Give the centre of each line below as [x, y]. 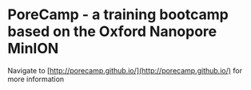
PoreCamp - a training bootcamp [118, 15]
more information [36, 79]
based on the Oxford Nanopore [112, 31]
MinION [33, 49]
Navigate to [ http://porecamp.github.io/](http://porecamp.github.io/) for [125, 70]
